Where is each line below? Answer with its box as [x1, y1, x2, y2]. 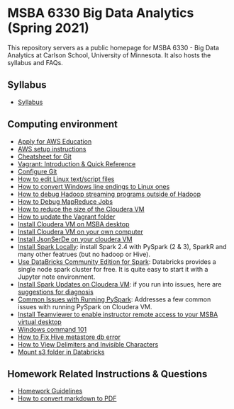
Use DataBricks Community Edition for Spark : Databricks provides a [17, 257, 216, 266]
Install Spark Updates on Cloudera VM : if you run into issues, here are [17, 280, 222, 288]
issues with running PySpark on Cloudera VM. [17, 302, 152, 311]
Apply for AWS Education [17, 137, 92, 146]
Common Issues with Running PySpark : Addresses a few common [17, 295, 211, 304]
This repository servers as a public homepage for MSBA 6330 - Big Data [7, 43, 220, 52]
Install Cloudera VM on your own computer [17, 227, 144, 236]
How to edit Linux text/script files [17, 175, 115, 183]
